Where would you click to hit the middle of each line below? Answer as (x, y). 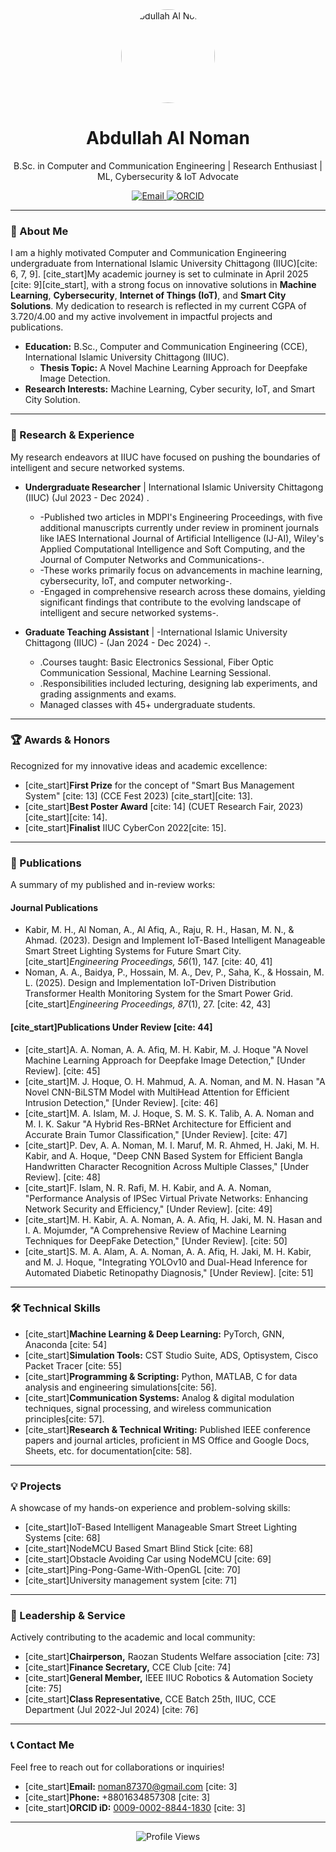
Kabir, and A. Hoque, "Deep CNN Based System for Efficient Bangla (163, 1155)
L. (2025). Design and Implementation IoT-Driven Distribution (150, 983)
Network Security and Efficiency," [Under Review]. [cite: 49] (148, 1209)
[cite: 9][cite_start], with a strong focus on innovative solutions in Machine (163, 285)
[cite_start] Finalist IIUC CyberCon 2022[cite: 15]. (125, 827)
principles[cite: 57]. (64, 1419)
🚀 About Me (39, 231)
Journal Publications (54, 907)
